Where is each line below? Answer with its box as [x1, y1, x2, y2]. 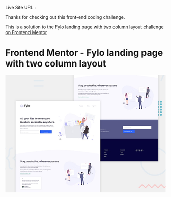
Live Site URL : [5, 5, 36, 10]
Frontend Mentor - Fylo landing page [5, 47, 163, 59]
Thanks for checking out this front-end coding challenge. [5, 14, 125, 20]
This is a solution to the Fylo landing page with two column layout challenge [5, 24, 164, 30]
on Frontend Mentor [5, 29, 47, 35]
